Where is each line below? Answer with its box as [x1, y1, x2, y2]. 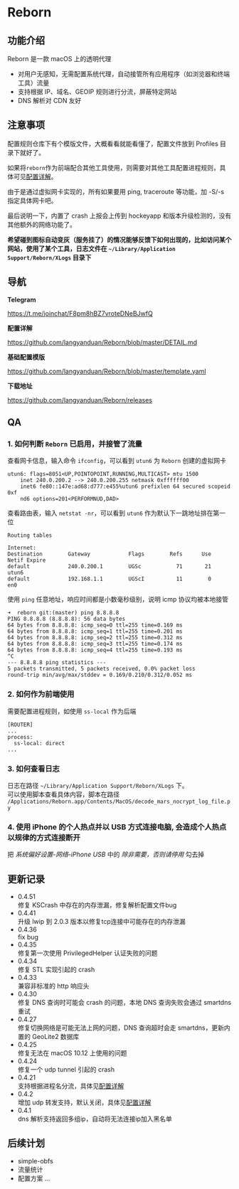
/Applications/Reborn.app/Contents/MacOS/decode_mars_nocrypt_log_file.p [7, 798, 231, 805]
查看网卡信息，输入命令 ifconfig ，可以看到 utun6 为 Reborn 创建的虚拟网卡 [7, 457, 226, 465]
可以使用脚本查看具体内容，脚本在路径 [7, 790, 119, 799]
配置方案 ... [17, 1174, 51, 1183]
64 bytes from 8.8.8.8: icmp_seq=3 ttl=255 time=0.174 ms [7, 641, 183, 648]
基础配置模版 [7, 353, 45, 361]
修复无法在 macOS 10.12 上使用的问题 [17, 1049, 127, 1057]
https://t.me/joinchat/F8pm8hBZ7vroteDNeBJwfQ [7, 309, 153, 317]
